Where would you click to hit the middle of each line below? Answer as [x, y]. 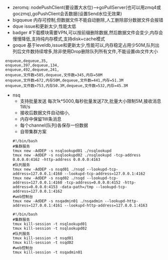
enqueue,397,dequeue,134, [32, 65]
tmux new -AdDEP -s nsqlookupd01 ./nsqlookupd [62, 151]
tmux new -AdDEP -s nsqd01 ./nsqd [48, 169]
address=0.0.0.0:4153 [35, 187]
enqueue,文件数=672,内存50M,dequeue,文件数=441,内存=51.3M [64, 80]
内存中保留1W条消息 [41, 119]
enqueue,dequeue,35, [27, 61]
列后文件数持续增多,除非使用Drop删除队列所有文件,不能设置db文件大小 [85, 51]
